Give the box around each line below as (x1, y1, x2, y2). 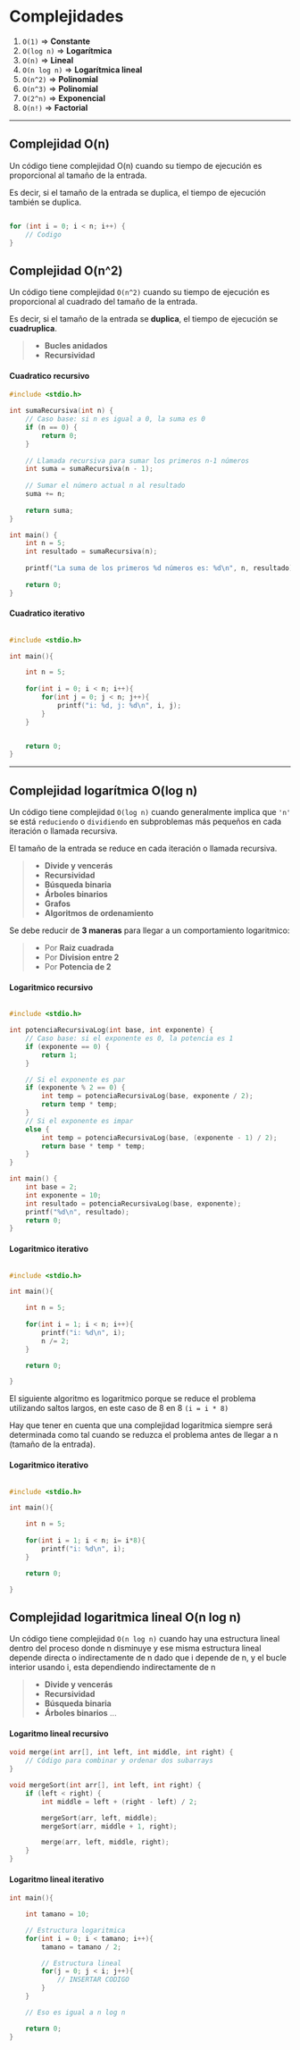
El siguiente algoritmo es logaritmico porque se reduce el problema (9, 1393, 256, 1404)
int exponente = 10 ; (25, 1190, 102, 1199)
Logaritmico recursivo (9, 981, 94, 993)
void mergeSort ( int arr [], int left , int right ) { (9, 1781, 202, 1790)
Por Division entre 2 (44, 952, 120, 962)
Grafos (44, 898, 71, 909)
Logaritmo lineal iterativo (9, 1874, 104, 1885)
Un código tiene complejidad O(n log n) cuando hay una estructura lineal (9, 1634, 280, 1644)
